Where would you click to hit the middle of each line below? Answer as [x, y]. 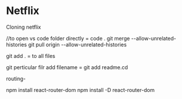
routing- [16, 78]
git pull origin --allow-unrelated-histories [78, 45]
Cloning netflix [23, 27]
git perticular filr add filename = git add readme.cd [67, 67]
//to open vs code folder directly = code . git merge [68, 38]
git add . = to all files [31, 56]
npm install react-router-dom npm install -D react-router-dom [80, 90]
